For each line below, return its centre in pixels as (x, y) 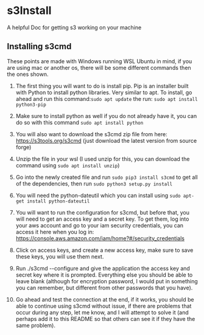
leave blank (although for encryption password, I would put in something (107, 281)
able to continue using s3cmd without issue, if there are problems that (104, 306)
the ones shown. (28, 74)
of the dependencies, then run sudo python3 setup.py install (94, 184)
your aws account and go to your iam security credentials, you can (100, 225)
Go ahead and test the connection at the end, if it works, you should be (105, 299)
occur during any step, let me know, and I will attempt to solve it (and (102, 312)
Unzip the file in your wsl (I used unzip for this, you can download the (103, 159)
